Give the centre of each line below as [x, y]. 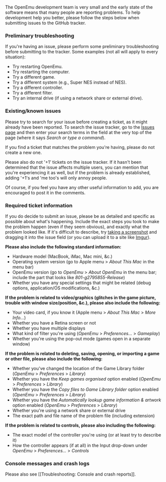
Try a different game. [34, 77]
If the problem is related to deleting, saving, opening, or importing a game [82, 353]
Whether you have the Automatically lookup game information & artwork [87, 400]
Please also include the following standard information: [63, 246]
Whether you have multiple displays [49, 328]
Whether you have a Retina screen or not [54, 323]
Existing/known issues [33, 111]
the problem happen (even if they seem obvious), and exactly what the [77, 227]
